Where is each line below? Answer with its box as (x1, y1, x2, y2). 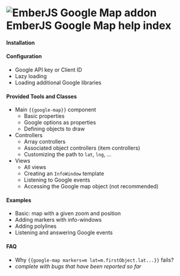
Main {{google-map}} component (14, 106, 96, 114)
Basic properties (23, 112, 65, 120)
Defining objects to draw (23, 125, 85, 132)
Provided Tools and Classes (6, 93, 77, 100)
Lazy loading (14, 72, 47, 79)
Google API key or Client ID (14, 66, 82, 73)
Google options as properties (23, 119, 96, 126)
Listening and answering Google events (14, 229, 113, 236)
